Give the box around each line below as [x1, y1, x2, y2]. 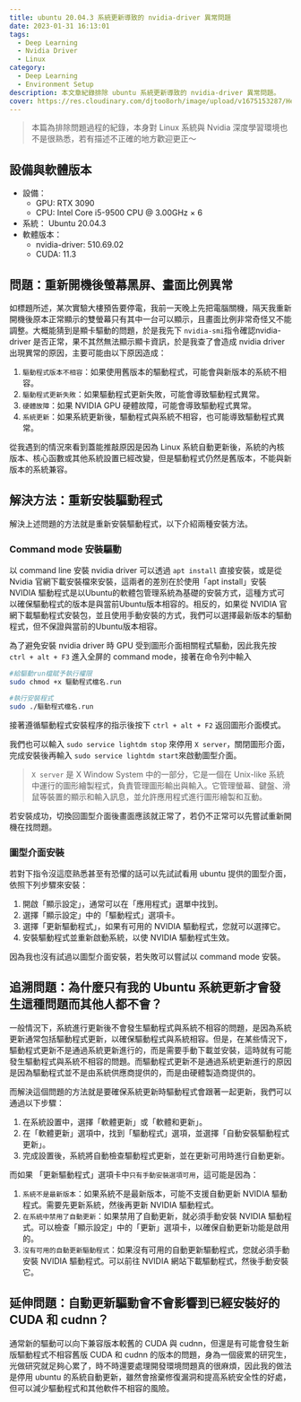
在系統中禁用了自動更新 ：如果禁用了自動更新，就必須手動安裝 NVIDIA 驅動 [21, 1210, 284, 1221]
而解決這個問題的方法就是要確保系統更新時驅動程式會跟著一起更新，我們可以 [9, 1086, 292, 1097]
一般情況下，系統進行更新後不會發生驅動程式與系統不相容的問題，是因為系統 [9, 1022, 292, 1032]
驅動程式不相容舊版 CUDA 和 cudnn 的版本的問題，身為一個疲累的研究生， [16, 1349, 292, 1360]
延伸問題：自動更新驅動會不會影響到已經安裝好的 [9, 1295, 280, 1311]
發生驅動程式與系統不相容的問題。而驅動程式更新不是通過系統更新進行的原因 [9, 1056, 292, 1067]
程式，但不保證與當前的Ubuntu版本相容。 [9, 621, 163, 632]
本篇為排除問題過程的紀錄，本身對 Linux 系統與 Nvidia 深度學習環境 [30, 122, 280, 133]
